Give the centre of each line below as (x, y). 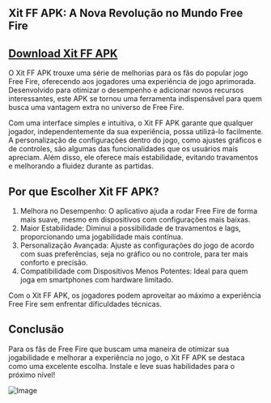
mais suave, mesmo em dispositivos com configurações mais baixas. (135, 220)
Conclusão (36, 330)
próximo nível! (32, 375)
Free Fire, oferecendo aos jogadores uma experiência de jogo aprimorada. (132, 82)
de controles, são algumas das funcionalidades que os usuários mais (123, 149)
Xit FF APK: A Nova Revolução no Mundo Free (126, 13)
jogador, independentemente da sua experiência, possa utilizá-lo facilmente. (136, 132)
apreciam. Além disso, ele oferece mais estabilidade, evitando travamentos (133, 158)
